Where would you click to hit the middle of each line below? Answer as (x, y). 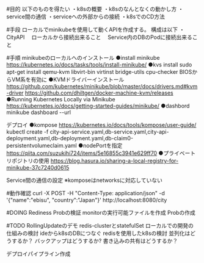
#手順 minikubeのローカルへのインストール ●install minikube (83, 58)
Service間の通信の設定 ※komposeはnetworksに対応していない (85, 180)
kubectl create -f (27, 132)
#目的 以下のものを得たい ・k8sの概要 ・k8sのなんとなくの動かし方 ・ (95, 9)
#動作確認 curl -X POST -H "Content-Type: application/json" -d (86, 193)
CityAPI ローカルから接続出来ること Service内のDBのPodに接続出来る (99, 37)
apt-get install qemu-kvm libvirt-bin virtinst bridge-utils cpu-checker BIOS (99, 72)
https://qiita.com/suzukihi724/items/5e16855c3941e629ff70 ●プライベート (101, 153)
